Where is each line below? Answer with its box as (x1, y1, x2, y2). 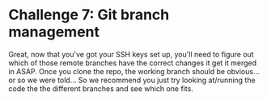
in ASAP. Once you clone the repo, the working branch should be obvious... (8, 66, 261, 76)
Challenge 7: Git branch (8, 6, 170, 24)
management (8, 23, 100, 41)
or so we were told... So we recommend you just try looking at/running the (8, 75, 256, 85)
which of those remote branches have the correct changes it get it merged (8, 58, 257, 68)
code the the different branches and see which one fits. (8, 83, 194, 94)
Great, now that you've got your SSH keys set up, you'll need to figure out (8, 49, 254, 59)
